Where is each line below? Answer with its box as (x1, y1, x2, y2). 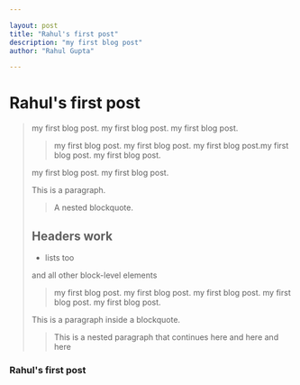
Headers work (31, 228, 113, 243)
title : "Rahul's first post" (9, 29, 119, 39)
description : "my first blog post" (9, 38, 143, 47)
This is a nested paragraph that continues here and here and (53, 332, 279, 343)
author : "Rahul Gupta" (9, 46, 95, 55)
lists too (44, 252, 75, 262)
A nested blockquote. (53, 202, 133, 213)
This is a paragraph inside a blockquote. (31, 315, 181, 325)
